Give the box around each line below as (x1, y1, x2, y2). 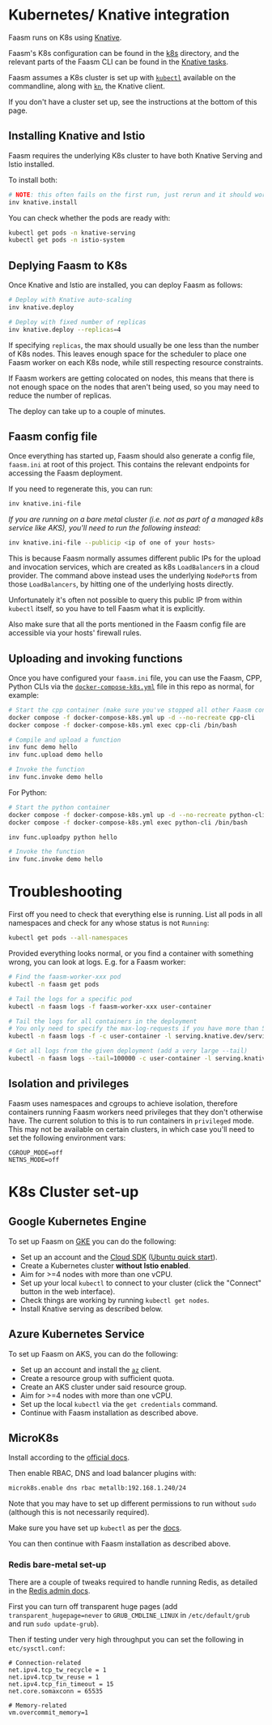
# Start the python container (8, 803, 111, 811)
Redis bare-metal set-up (8, 1559, 107, 1571)
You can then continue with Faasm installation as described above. (8, 1539, 232, 1549)
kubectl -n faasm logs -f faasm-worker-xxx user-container (8, 1002, 212, 1011)
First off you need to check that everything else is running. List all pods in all (8, 910, 263, 919)
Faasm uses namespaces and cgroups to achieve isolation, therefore (8, 1098, 238, 1108)
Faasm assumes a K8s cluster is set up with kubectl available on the (8, 72, 236, 82)
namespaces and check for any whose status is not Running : (8, 918, 210, 928)
